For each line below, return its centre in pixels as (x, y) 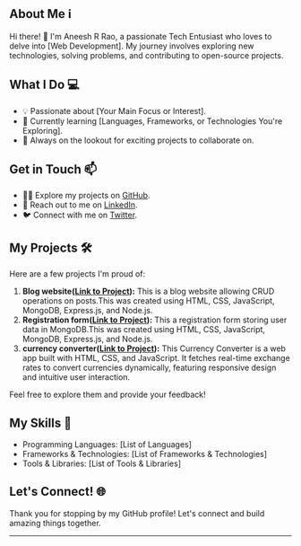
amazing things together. (55, 523)
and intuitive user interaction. (76, 377)
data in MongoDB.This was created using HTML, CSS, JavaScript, (144, 330)
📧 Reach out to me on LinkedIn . (80, 205)
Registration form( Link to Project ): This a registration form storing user (155, 320)
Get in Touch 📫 (53, 169)
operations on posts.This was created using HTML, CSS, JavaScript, (148, 301)
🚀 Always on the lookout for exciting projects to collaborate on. (138, 140)
